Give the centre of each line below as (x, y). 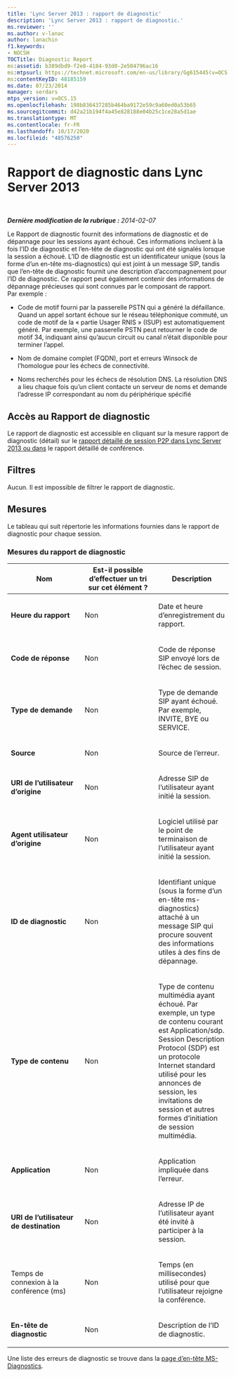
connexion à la (35, 1282)
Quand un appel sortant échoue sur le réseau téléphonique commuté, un (123, 315)
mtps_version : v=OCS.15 (42, 99)
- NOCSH (19, 53)
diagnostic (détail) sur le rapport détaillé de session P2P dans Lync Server (114, 441)
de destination (35, 1226)
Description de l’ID (189, 1325)
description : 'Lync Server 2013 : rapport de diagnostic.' (96, 20)
